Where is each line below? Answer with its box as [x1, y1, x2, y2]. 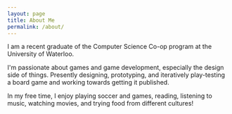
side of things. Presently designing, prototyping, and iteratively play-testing [7, 71, 226, 79]
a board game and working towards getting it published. [7, 78, 170, 87]
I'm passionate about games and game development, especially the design [7, 64, 224, 72]
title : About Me [7, 17, 55, 24]
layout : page [7, 10, 46, 17]
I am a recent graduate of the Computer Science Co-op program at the [7, 43, 212, 51]
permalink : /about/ [7, 23, 65, 30]
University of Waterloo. [7, 50, 75, 58]
